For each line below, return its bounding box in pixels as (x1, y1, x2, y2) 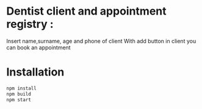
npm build (6, 91, 32, 97)
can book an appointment (6, 44, 71, 51)
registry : (6, 17, 54, 31)
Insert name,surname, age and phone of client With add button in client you (6, 37, 197, 44)
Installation (6, 65, 65, 79)
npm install (6, 85, 37, 91)
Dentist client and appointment (6, 4, 167, 18)
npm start (6, 96, 32, 103)
